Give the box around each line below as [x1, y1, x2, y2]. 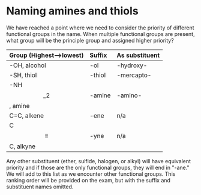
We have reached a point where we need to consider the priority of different [6, 24, 194, 31]
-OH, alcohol [9, 61, 46, 70]
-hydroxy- [116, 61, 148, 70]
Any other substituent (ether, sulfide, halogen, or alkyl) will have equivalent [6, 157, 191, 164]
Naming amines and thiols [6, 4, 139, 18]
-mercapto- [116, 71, 152, 79]
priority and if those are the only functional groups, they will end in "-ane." [6, 164, 190, 171]
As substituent [116, 51, 160, 59]
